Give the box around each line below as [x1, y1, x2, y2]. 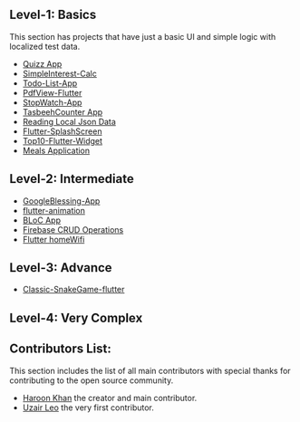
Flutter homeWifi [22, 234, 85, 245]
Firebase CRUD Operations [22, 224, 124, 235]
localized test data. [9, 41, 81, 52]
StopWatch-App [22, 97, 82, 108]
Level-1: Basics [9, 7, 97, 23]
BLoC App [22, 215, 62, 225]
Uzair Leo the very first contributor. [22, 402, 154, 413]
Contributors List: [9, 341, 111, 357]
